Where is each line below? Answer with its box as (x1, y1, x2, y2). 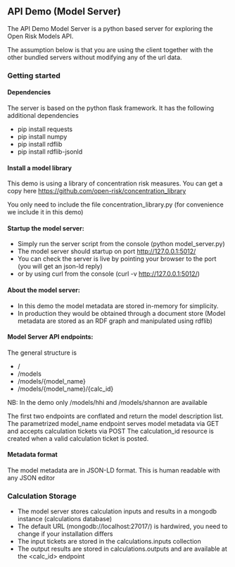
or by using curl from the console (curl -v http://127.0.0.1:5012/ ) (17, 269, 201, 278)
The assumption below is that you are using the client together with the (7, 45, 213, 54)
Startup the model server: (7, 224, 84, 232)
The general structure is (7, 348, 77, 357)
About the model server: (7, 286, 81, 294)
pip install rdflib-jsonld (17, 147, 83, 156)
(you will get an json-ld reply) (17, 262, 103, 271)
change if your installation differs (17, 530, 113, 538)
